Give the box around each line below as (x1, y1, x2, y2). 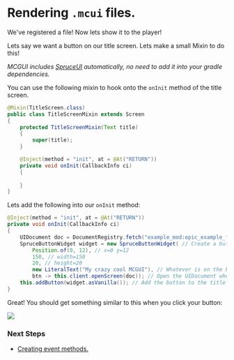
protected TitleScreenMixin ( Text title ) (19, 123, 139, 130)
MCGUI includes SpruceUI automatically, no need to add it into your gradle (7, 62, 223, 70)
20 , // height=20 (32, 260, 82, 267)
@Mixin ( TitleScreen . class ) (7, 104, 86, 111)
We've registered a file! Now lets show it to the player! (7, 28, 162, 36)
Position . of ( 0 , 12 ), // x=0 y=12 (32, 246, 130, 254)
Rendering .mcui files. (7, 5, 136, 21)
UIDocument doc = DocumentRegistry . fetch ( (19, 234, 145, 241)
